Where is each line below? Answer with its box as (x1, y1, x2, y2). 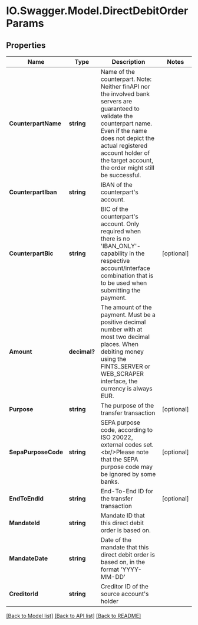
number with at (100, 325, 143, 333)
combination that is (100, 272, 154, 279)
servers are (100, 97, 133, 105)
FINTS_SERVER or (100, 362, 151, 370)
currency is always (100, 385, 153, 392)
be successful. (100, 171, 141, 179)
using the (100, 355, 127, 363)
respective (100, 257, 130, 265)
